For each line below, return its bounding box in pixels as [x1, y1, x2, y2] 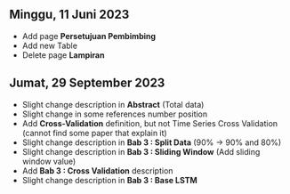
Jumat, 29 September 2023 [9, 76, 165, 91]
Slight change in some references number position [21, 109, 208, 119]
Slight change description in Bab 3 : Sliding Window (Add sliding [21, 146, 261, 157]
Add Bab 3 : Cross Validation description [21, 165, 173, 176]
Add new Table [21, 40, 78, 51]
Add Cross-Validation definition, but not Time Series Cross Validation [21, 117, 278, 128]
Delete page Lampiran [21, 49, 105, 61]
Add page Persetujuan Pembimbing [21, 30, 157, 41]
